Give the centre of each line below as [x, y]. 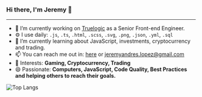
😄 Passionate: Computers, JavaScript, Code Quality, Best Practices [101, 69]
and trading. [30, 48]
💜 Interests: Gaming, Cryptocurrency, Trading [73, 63]
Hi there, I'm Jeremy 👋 [39, 10]
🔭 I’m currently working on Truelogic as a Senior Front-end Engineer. [100, 28]
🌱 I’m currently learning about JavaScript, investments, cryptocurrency [103, 41]
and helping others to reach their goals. [65, 76]
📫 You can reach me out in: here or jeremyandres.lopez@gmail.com [99, 54]
